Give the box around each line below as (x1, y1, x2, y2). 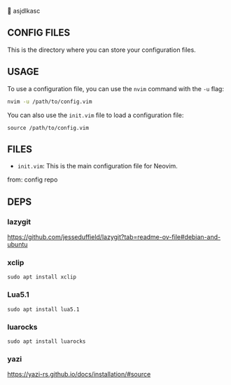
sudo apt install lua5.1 (7, 306, 80, 313)
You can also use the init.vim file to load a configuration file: (7, 111, 184, 119)
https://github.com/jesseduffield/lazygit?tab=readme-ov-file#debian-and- (7, 233, 221, 241)
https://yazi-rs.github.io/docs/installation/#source (7, 370, 151, 379)
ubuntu (7, 241, 28, 248)
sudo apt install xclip (7, 273, 77, 281)
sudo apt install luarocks (7, 337, 86, 345)
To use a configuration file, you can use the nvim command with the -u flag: (7, 84, 224, 93)
